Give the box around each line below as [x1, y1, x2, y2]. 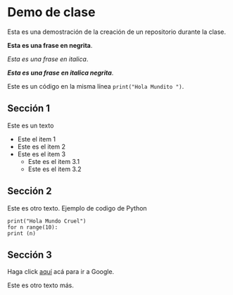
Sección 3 [7, 249, 53, 261]
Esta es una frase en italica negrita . [7, 68, 114, 77]
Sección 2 [7, 185, 52, 197]
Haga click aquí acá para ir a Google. [7, 268, 115, 276]
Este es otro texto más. [7, 281, 74, 289]
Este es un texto [7, 121, 54, 130]
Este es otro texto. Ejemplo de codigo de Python [7, 203, 147, 212]
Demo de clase [7, 4, 96, 20]
